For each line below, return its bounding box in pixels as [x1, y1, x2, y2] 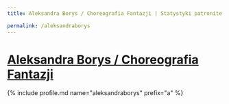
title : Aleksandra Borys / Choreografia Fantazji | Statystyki [7, 10, 192, 17]
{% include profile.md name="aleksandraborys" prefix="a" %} [7, 89, 184, 97]
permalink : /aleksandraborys [7, 22, 91, 29]
